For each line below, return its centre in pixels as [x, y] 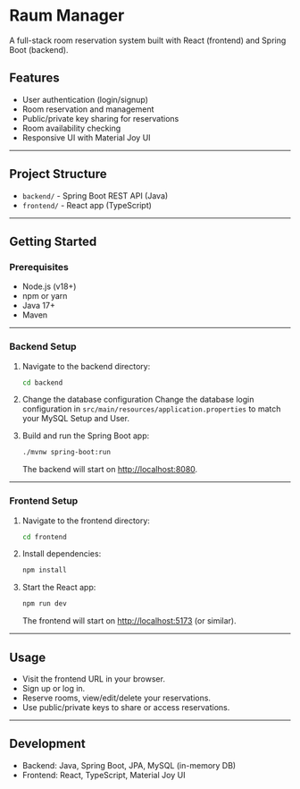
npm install [44, 570]
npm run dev [44, 604]
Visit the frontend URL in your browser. [93, 679]
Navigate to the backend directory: [86, 366]
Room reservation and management [88, 109]
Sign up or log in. [54, 689]
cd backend [42, 382]
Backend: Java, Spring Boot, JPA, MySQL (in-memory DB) [129, 765]
